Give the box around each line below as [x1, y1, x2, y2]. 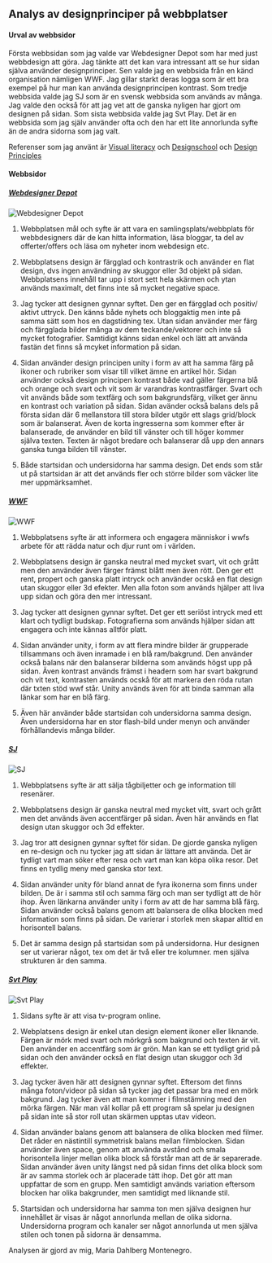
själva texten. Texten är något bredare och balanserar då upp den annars [19, 436, 265, 445]
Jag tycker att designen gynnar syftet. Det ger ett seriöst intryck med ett [19, 607, 263, 617]
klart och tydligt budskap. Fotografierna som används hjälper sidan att [19, 616, 256, 626]
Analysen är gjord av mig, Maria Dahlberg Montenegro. [8, 1246, 192, 1256]
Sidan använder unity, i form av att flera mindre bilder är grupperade [19, 640, 249, 651]
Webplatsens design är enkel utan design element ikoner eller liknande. [19, 1027, 259, 1037]
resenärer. [19, 789, 55, 799]
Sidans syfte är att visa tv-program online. [19, 1011, 161, 1021]
